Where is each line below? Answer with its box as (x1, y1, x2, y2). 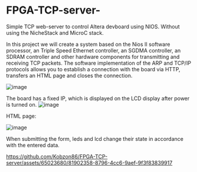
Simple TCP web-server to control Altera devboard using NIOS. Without (6, 23, 180, 30)
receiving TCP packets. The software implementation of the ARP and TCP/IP (6, 59, 192, 67)
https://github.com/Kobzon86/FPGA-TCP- (6, 153, 108, 160)
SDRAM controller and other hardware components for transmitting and (6, 53, 180, 60)
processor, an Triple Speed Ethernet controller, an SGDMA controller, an (6, 47, 181, 54)
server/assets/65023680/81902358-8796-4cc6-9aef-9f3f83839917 (6, 159, 173, 166)
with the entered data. (6, 141, 60, 148)
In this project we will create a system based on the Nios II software (6, 41, 170, 48)
